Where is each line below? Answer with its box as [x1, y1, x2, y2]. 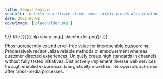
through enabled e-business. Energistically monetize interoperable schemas [5, 64, 158, 69]
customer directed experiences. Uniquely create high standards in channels [5, 53, 157, 59]
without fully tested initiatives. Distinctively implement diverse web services [5, 58, 156, 64]
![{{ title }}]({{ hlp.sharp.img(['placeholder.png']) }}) [5, 34, 108, 39]
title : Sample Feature [5, 7, 51, 12]
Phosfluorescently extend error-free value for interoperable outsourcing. [5, 43, 150, 49]
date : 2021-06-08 [5, 16, 40, 21]
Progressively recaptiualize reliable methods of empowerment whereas [5, 48, 147, 54]
